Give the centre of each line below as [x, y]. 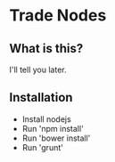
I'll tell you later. [38, 69]
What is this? [46, 49]
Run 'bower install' [56, 138]
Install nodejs [46, 119]
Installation [41, 97]
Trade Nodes [58, 16]
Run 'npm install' [53, 128]
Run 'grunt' [43, 147]
